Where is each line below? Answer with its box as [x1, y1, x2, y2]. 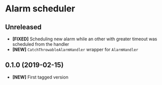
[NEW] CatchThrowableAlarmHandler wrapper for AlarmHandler [12, 47, 139, 52]
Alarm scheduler [5, 3, 75, 14]
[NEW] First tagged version [12, 74, 68, 80]
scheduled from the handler [12, 41, 69, 47]
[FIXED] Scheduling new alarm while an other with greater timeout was [12, 36, 158, 42]
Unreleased [5, 23, 42, 31]
